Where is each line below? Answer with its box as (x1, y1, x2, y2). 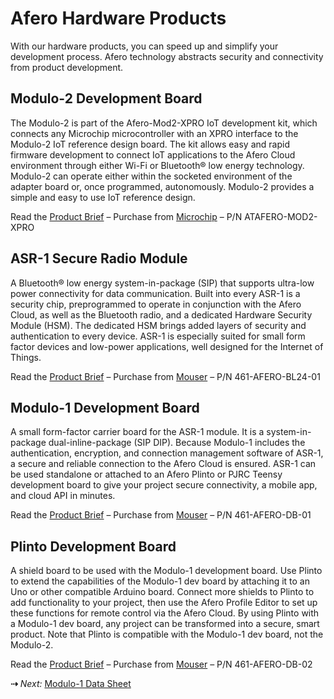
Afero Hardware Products (10, 7, 227, 30)
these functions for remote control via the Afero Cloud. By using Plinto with (10, 607, 320, 619)
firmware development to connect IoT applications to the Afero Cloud (10, 148, 296, 161)
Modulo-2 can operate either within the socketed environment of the (10, 170, 293, 182)
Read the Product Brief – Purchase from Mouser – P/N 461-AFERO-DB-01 (10, 509, 312, 521)
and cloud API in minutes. (10, 490, 116, 502)
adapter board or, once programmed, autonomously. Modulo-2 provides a (10, 180, 315, 192)
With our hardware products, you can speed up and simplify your (10, 40, 279, 52)
